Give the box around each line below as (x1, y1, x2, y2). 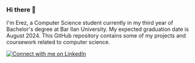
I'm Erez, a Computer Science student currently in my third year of (6, 19, 174, 27)
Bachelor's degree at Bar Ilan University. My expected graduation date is (6, 25, 189, 33)
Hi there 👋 (6, 5, 37, 14)
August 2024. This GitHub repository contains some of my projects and (6, 32, 186, 39)
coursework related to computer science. (6, 39, 111, 46)
